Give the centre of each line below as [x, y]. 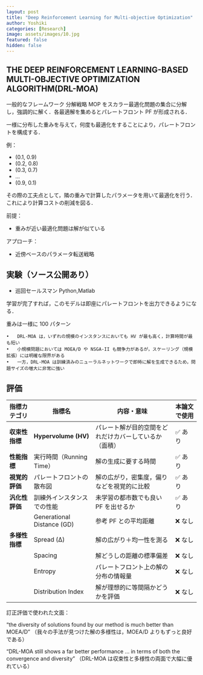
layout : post [23, 12]
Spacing [45, 555]
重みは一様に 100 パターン [39, 324]
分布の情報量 [113, 576]
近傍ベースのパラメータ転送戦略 [55, 254]
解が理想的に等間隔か [125, 587]
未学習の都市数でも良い [128, 497]
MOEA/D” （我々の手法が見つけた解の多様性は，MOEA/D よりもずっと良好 [99, 632]
